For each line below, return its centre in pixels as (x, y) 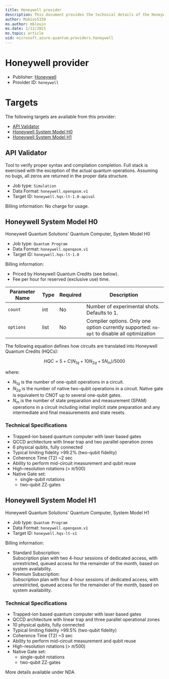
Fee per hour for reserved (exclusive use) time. (61, 279)
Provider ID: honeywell (35, 82)
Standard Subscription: (36, 552)
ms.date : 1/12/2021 (26, 29)
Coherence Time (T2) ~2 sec (43, 458)
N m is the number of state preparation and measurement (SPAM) (79, 401)
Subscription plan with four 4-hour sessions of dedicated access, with (85, 579)
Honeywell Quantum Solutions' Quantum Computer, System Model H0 (78, 234)
